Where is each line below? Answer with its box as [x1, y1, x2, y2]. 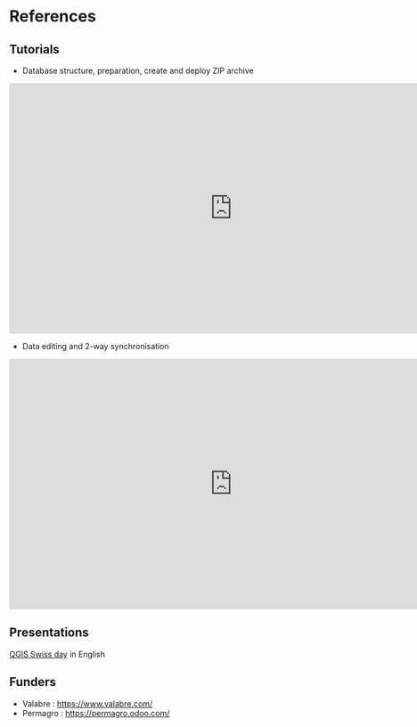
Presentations [9, 625, 89, 641]
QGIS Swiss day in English [9, 649, 105, 659]
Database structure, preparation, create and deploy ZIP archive [21, 65, 254, 76]
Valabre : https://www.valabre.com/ [21, 698, 153, 709]
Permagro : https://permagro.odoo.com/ [21, 707, 170, 718]
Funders [9, 674, 56, 690]
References [9, 6, 96, 27]
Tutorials [9, 42, 60, 57]
